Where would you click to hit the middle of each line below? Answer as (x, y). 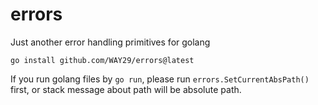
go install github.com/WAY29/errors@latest (102, 60)
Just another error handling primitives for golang (110, 42)
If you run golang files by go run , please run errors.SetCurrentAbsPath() (160, 79)
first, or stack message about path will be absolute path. (126, 89)
